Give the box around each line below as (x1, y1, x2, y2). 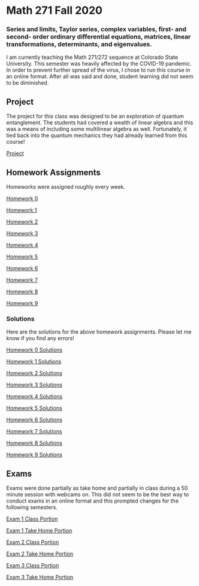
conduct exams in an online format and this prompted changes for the (6, 497, 179, 505)
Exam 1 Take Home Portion (6, 527, 73, 534)
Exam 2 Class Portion (6, 539, 59, 546)
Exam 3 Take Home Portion (6, 573, 74, 581)
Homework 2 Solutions (6, 370, 63, 377)
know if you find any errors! (6, 335, 75, 342)
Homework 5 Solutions (6, 404, 62, 412)
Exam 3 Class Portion (6, 562, 59, 569)
